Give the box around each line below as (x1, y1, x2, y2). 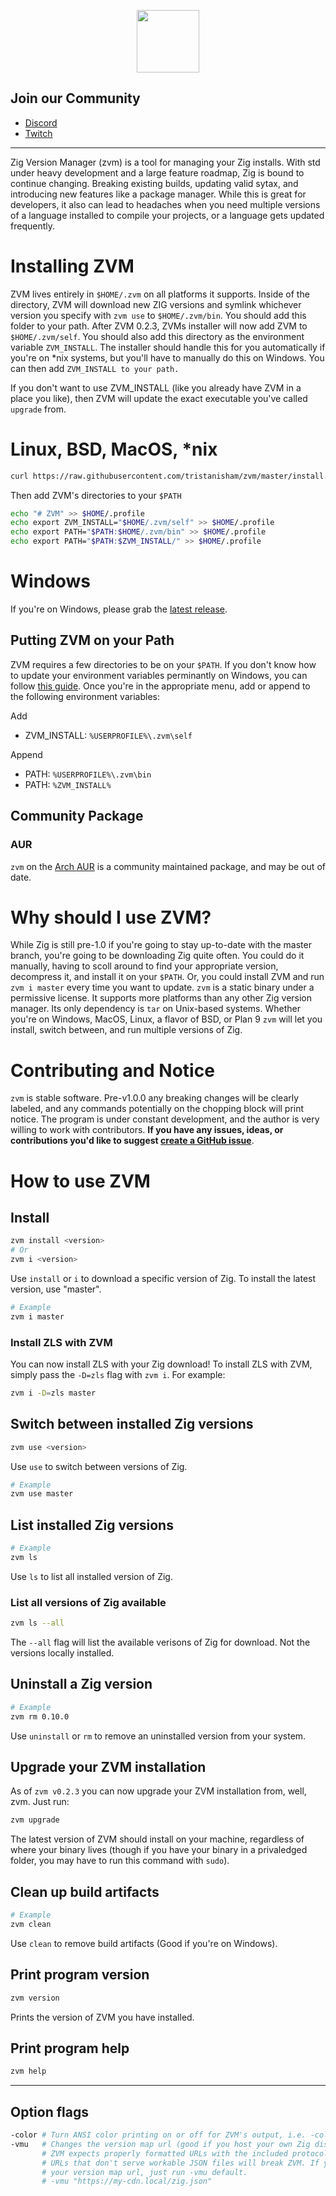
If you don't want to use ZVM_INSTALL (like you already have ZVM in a (10, 381, 302, 394)
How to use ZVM (10, 1170, 151, 1192)
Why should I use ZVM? (10, 906, 212, 929)
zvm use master (10, 1489, 74, 1499)
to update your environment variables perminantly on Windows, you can (10, 669, 308, 681)
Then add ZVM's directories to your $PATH (10, 489, 182, 501)
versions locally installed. (10, 1647, 115, 1659)
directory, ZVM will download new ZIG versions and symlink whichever (10, 298, 302, 310)
